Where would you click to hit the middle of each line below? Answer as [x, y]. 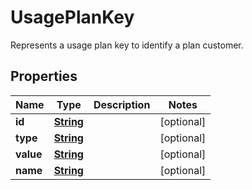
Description [122, 104]
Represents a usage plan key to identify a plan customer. [127, 45]
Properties [44, 76]
